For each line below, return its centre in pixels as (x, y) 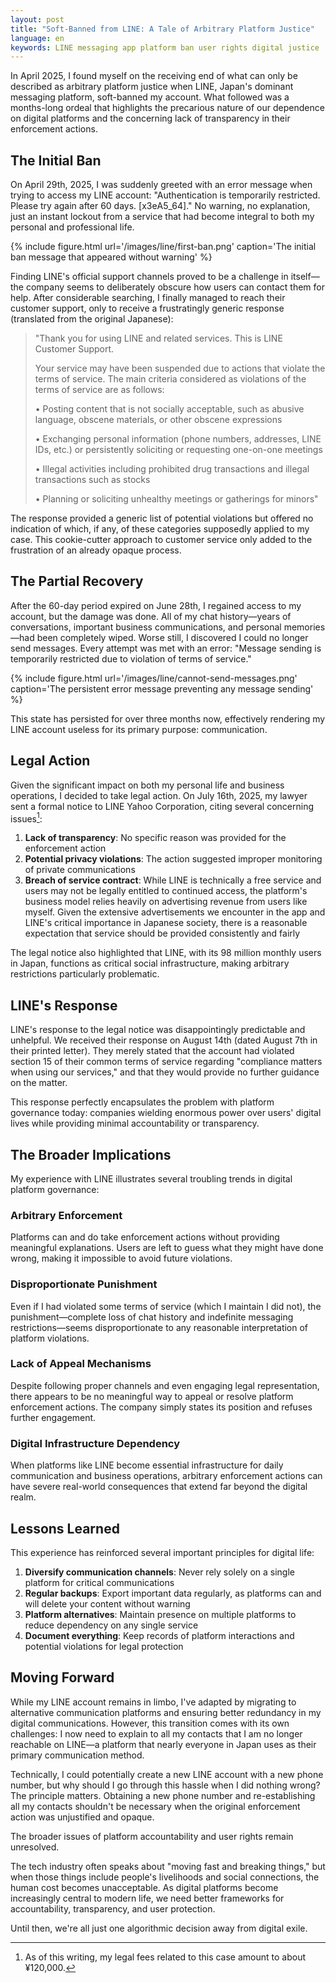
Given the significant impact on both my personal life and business (147, 785)
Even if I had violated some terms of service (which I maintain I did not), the (166, 1306)
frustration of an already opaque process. (96, 550)
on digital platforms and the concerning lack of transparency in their (150, 118)
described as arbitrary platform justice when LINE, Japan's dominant (152, 87)
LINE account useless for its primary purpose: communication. (139, 729)
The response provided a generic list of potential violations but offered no (162, 518)
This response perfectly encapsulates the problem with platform (142, 1102)
